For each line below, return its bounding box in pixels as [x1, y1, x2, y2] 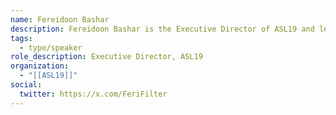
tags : [10, 33, 33, 43]
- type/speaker [19, 42, 83, 53]
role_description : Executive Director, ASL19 [10, 52, 203, 62]
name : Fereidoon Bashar [10, 14, 110, 25]
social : [10, 80, 43, 90]
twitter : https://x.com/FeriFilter [19, 89, 168, 99]
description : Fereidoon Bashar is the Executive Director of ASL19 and [10, 24, 315, 34]
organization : [10, 61, 70, 71]
